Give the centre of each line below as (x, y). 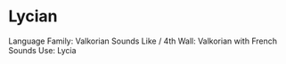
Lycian (33, 16)
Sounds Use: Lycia (42, 50)
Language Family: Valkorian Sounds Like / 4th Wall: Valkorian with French (143, 41)
